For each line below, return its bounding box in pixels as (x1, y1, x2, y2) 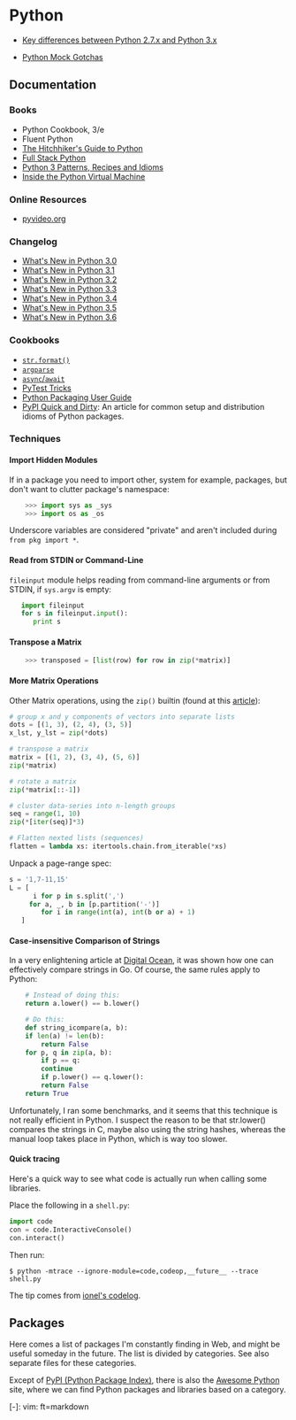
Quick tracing (9, 1154, 60, 1164)
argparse (21, 365, 55, 374)
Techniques (9, 433, 62, 445)
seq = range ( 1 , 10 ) (9, 809, 81, 819)
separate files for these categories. (9, 1358, 137, 1369)
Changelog (9, 235, 57, 248)
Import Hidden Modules (9, 455, 98, 466)
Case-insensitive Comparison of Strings (9, 935, 161, 945)
